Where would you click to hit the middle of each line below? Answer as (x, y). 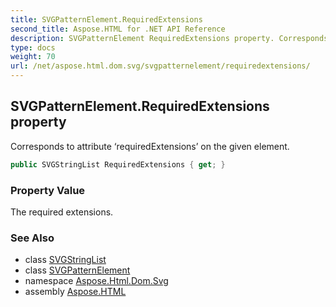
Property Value (48, 190)
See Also (32, 238)
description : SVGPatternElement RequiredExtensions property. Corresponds (169, 38)
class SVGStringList (65, 260)
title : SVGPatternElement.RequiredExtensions (106, 19)
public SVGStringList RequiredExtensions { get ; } (118, 164)
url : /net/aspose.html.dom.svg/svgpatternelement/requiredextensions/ (160, 66)
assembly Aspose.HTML (75, 292)
